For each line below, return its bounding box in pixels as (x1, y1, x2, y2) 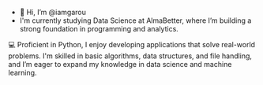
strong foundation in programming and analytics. (19, 24, 179, 33)
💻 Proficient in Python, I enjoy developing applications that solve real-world (8, 40, 255, 49)
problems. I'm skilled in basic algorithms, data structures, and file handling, (8, 51, 253, 61)
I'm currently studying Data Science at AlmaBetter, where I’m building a (19, 16, 252, 25)
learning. (8, 68, 37, 77)
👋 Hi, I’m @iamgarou (19, 8, 87, 17)
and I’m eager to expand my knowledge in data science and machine (8, 60, 232, 68)
